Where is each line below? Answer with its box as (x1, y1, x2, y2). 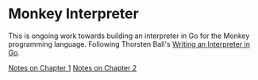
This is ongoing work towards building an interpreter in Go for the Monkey (8, 31, 250, 40)
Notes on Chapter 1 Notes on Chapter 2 (8, 63, 137, 72)
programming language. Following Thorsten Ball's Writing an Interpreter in (8, 39, 250, 48)
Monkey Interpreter (8, 5, 139, 23)
